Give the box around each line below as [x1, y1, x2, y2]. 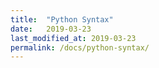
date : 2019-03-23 [10, 24, 92, 34]
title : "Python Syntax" [10, 14, 114, 25]
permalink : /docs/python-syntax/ [10, 42, 150, 53]
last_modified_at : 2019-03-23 [10, 33, 137, 43]
